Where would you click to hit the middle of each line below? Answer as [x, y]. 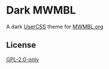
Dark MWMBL [41, 10]
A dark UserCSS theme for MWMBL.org [55, 27]
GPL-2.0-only [23, 59]
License [21, 45]
